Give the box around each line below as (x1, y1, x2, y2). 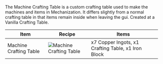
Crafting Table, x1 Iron (91, 45, 142, 51)
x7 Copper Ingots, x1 (91, 39, 139, 45)
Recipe (59, 31, 76, 38)
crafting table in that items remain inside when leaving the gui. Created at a (5, 14, 155, 20)
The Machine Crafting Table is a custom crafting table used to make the (5, 4, 148, 10)
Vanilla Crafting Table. (5, 19, 49, 25)
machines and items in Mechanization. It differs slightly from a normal (5, 9, 144, 15)
